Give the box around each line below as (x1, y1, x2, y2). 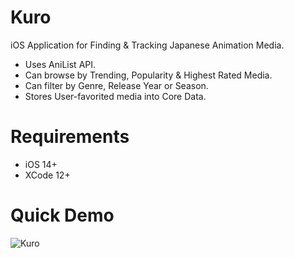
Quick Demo (10, 204, 115, 227)
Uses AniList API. (24, 58, 97, 70)
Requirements (10, 126, 130, 148)
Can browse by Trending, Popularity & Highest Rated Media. (24, 69, 273, 81)
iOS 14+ (24, 158, 58, 170)
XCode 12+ (24, 169, 71, 181)
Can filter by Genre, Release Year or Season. (24, 79, 209, 91)
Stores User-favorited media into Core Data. (24, 90, 207, 102)
